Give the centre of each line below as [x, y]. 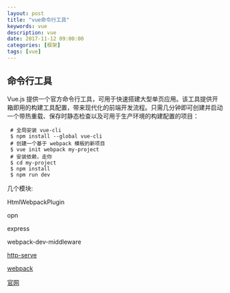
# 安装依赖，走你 [31, 157]
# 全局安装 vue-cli [36, 130]
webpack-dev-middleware [44, 242]
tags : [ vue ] [24, 52]
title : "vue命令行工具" [38, 20]
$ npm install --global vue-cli [56, 136]
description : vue [32, 33]
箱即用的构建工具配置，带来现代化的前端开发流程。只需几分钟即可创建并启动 [115, 107]
